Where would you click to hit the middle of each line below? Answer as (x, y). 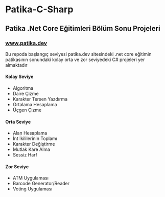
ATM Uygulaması (30, 178)
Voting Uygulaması (32, 189)
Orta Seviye (18, 122)
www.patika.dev (26, 43)
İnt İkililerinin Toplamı (35, 139)
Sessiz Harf (25, 155)
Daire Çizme (26, 94)
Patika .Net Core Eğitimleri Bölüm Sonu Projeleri (83, 28)
